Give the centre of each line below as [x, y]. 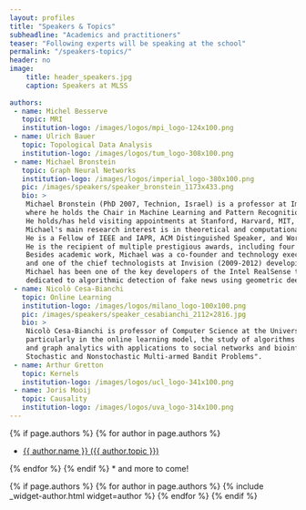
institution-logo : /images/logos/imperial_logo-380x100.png [138, 178]
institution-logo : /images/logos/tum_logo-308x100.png [127, 153]
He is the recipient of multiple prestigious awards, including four [161, 247]
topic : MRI [42, 119]
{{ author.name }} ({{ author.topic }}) [91, 451]
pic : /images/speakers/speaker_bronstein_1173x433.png [127, 188]
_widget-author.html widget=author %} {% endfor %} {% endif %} [133, 495]
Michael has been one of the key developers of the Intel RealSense [158, 272]
